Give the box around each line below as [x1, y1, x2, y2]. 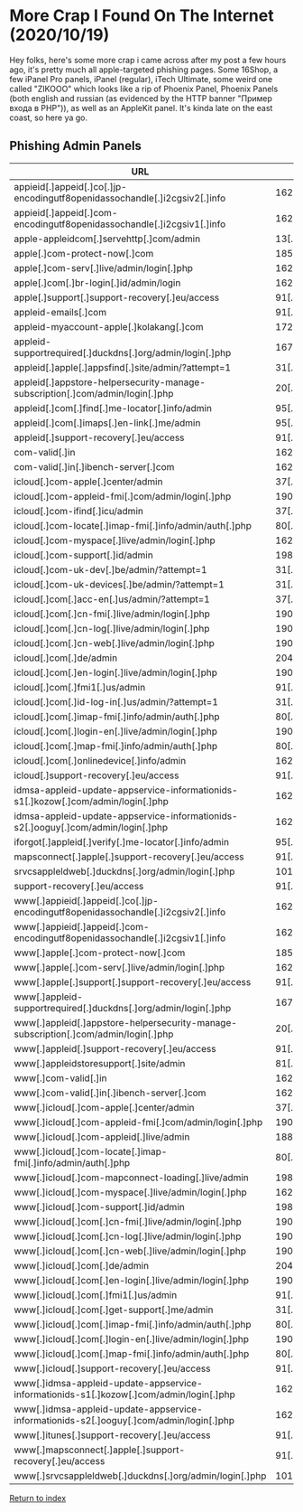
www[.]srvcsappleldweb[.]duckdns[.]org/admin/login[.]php [14, 1470, 267, 1482]
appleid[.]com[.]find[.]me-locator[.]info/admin [14, 401, 212, 414]
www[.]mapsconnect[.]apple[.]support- [14, 1443, 186, 1456]
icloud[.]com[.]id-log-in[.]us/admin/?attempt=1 [14, 695, 219, 708]
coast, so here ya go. [9, 112, 88, 123]
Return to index [9, 1492, 67, 1503]
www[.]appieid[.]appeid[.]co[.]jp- [14, 894, 160, 906]
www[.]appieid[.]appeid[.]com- [14, 920, 150, 933]
